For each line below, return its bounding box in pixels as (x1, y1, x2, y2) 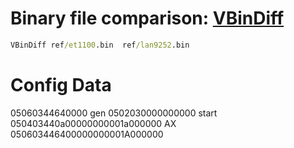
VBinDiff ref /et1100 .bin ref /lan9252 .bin (10, 40, 190, 50)
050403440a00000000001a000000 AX (10, 117, 177, 129)
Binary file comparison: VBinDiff (10, 7, 285, 30)
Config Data (10, 74, 112, 96)
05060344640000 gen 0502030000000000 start (10, 107, 218, 119)
